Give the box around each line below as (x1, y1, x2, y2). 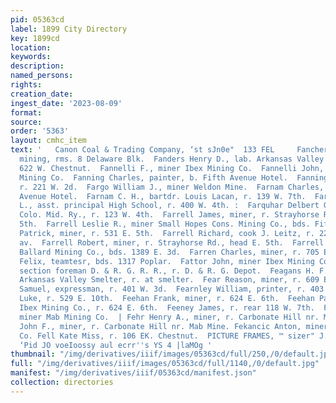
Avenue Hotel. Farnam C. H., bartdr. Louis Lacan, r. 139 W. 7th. (19, 191, 307, 201)
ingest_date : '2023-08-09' (10, 98, 123, 108)
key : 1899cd (10, 33, 60, 43)
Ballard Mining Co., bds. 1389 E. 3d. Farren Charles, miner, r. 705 (19, 247, 320, 257)
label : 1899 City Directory (10, 24, 128, 34)
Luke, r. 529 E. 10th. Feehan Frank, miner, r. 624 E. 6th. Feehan (19, 294, 315, 304)
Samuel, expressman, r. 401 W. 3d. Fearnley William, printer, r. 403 (19, 284, 325, 295)
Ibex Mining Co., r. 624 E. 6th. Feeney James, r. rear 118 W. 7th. (19, 303, 315, 313)
